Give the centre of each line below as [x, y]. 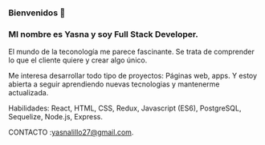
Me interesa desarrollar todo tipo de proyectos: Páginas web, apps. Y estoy [133, 76]
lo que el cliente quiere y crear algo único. [78, 60]
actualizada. [29, 93]
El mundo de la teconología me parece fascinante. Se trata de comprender [131, 52]
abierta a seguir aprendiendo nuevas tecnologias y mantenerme [114, 84]
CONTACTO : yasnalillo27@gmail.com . [71, 132]
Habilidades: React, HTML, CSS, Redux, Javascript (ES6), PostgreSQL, [125, 108]
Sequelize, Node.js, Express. [55, 117]
